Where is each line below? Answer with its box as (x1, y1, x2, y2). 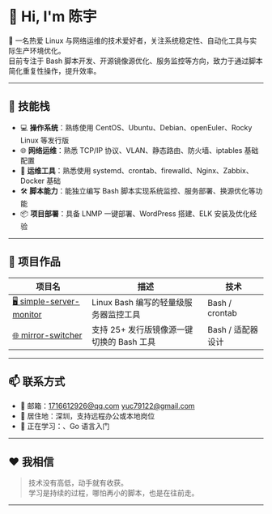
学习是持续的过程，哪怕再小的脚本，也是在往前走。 (28, 488, 199, 498)
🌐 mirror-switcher (12, 329, 83, 341)
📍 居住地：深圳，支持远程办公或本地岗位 (19, 411, 155, 421)
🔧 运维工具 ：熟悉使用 (19, 165, 91, 175)
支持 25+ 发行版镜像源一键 (91, 324, 193, 335)
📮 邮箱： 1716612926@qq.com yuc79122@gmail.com (19, 401, 196, 411)
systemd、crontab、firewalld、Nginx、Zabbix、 (92, 165, 253, 175)
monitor (12, 309, 42, 321)
